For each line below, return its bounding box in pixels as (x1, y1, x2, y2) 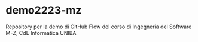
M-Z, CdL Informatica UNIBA (5, 29, 77, 36)
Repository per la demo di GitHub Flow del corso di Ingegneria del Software (5, 23, 192, 30)
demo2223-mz (5, 4, 82, 17)
